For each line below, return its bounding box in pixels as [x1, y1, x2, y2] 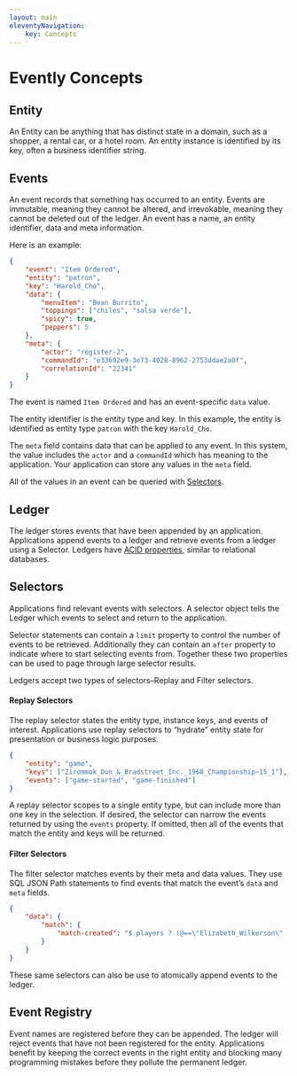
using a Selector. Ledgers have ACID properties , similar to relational [9, 544, 256, 555]
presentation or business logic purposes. [9, 734, 160, 745]
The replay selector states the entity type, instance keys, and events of [9, 715, 269, 726]
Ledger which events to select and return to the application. [9, 612, 228, 623]
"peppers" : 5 [41, 323, 90, 332]
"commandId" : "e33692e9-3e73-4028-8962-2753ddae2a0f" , [41, 355, 248, 364]
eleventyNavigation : [9, 21, 86, 30]
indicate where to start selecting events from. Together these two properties [9, 648, 288, 659]
